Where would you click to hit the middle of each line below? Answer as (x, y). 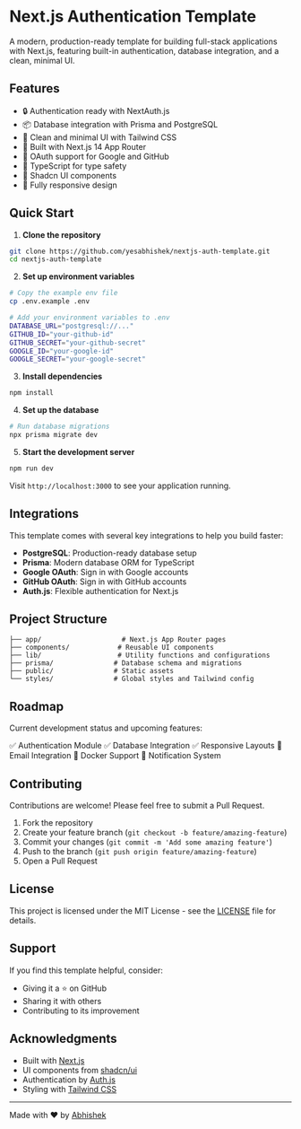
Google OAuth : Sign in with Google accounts (105, 572)
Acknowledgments (64, 1039)
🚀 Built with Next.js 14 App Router (84, 146)
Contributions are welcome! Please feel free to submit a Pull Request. (137, 806)
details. (23, 920)
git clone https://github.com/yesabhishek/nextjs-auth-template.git (140, 251)
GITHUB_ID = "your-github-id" (62, 334)
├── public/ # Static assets (92, 671)
